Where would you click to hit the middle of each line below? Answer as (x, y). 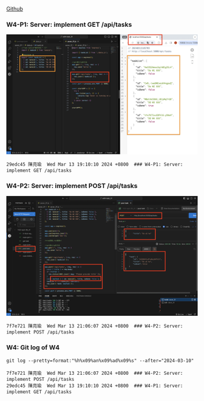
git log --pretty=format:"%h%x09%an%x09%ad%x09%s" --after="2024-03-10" (100, 361)
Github (15, 9)
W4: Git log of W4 (33, 347)
